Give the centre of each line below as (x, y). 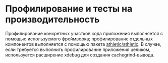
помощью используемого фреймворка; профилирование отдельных (79, 39)
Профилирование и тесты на (69, 9)
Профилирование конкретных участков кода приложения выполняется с (84, 33)
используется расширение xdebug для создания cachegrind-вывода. (80, 55)
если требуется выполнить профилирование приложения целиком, (78, 49)
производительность (52, 19)
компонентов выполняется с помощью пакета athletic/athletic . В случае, (83, 44)
